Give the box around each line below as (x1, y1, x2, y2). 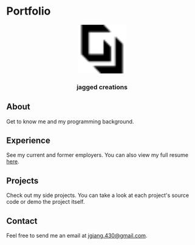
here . (6, 158, 19, 165)
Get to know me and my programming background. (6, 117, 134, 125)
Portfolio (6, 4, 51, 18)
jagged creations (77, 83, 128, 91)
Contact (6, 216, 38, 226)
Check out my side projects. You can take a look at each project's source (6, 192, 190, 199)
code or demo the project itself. (6, 198, 85, 205)
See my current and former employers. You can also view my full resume (6, 151, 188, 159)
